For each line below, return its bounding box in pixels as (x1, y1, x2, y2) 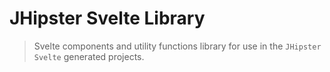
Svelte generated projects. (33, 50, 145, 62)
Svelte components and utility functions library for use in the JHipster (33, 40, 322, 52)
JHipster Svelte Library (9, 7, 206, 30)
